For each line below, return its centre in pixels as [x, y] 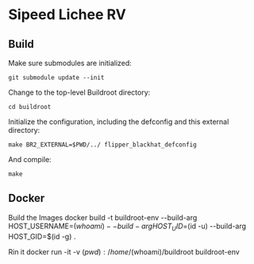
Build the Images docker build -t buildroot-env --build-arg [103, 217]
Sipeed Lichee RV [67, 15]
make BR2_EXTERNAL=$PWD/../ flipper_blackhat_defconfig [102, 145]
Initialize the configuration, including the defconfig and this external [119, 122]
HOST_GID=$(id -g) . [42, 236]
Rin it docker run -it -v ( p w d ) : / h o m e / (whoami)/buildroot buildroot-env [124, 251]
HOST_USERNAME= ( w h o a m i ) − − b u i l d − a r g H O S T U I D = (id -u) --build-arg [127, 227]
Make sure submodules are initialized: [70, 63]
